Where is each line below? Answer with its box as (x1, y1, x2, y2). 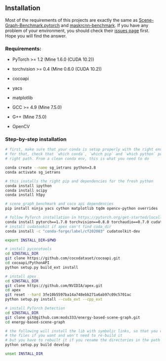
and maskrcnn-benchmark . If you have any (61, 22, 149, 28)
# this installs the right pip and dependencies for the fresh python (5, 179, 154, 183)
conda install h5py (5, 192, 45, 197)
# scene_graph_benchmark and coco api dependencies (5, 201, 114, 207)
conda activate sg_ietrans (5, 170, 61, 175)
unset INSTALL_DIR (5, 351, 43, 357)
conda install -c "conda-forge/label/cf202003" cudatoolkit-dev (5, 228, 140, 234)
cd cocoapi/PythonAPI (5, 261, 50, 266)
